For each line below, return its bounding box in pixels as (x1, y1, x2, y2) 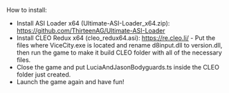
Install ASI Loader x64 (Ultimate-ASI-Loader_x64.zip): (16, 19, 170, 27)
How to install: (6, 6, 48, 14)
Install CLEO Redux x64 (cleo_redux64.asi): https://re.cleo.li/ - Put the (16, 34, 216, 42)
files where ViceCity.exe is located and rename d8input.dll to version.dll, (16, 41, 223, 49)
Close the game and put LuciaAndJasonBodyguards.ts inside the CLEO (16, 63, 219, 71)
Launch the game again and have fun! (16, 78, 125, 85)
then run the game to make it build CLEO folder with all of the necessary (16, 48, 222, 56)
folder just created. (16, 70, 71, 79)
